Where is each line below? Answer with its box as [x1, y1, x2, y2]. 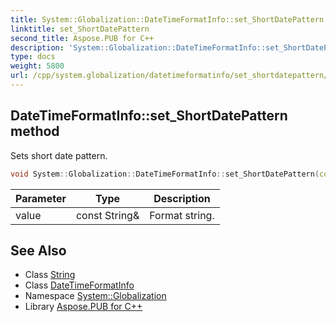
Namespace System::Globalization [24, 290, 167, 302]
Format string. [149, 208, 215, 222]
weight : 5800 [10, 61, 65, 71]
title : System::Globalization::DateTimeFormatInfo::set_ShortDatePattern [10, 14, 325, 25]
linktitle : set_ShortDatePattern [10, 24, 150, 34]
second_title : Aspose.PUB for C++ [10, 33, 155, 43]
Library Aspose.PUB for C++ [24, 301, 143, 313]
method [10, 123, 60, 140]
